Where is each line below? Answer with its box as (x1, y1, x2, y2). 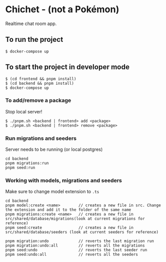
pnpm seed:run (5, 165, 36, 171)
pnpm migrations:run (5, 161, 50, 166)
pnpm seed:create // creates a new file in (5, 225, 134, 230)
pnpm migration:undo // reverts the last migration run (5, 239, 154, 244)
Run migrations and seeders (5, 134, 77, 141)
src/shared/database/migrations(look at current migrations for (5, 216, 145, 222)
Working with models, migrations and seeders (5, 177, 123, 184)
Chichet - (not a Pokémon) (5, 4, 120, 15)
